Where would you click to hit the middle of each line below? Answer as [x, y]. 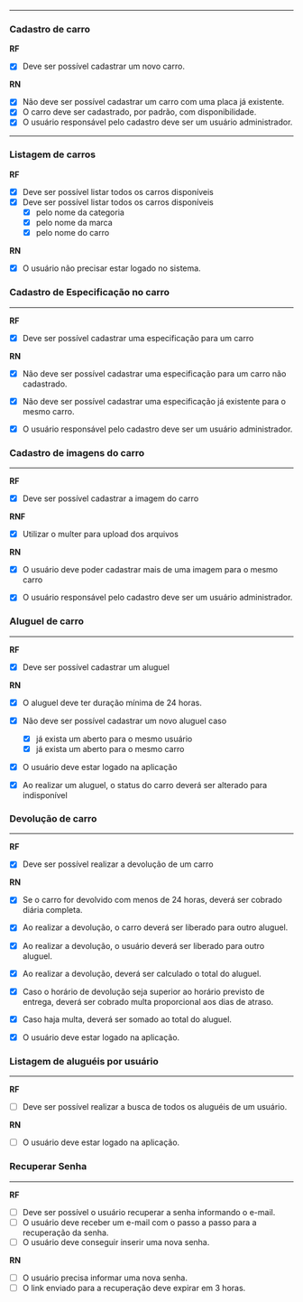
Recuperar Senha [48, 1167]
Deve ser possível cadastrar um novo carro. [103, 66]
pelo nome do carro [73, 233]
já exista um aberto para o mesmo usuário [114, 739]
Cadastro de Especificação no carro [89, 293]
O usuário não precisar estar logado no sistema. [111, 268]
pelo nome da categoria [80, 212]
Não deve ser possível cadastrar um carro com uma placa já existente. [153, 102]
